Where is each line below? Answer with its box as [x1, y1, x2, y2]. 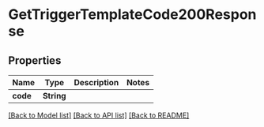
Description [74, 77, 119, 88]
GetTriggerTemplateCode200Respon [8, 6, 257, 24]
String [42, 91, 66, 101]
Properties [8, 54, 62, 67]
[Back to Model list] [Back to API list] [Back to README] [8, 110, 190, 120]
